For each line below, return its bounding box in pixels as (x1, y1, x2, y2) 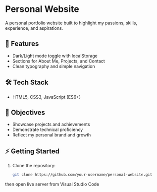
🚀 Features (5, 40, 39, 48)
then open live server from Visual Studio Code (5, 181, 100, 187)
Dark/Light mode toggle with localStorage (12, 53, 98, 59)
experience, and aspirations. (5, 25, 63, 31)
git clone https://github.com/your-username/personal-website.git (12, 172, 153, 177)
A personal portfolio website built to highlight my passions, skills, (5, 20, 138, 26)
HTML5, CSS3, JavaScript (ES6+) (12, 94, 81, 100)
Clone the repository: (12, 163, 56, 169)
